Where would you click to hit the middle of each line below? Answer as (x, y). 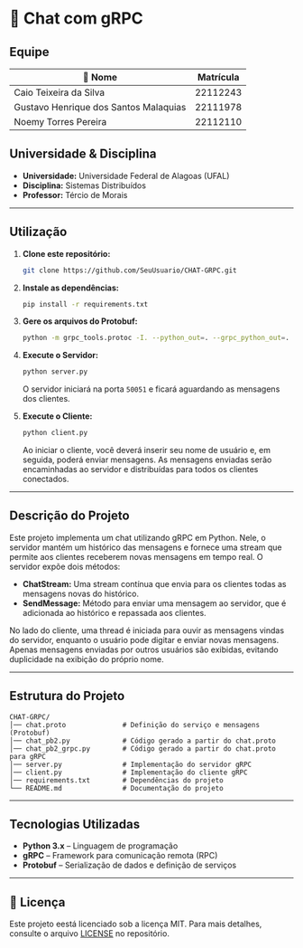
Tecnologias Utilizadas (75, 825)
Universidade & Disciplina (83, 154)
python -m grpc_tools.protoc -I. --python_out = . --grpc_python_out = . (156, 338)
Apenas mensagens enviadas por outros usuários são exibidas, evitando (144, 649)
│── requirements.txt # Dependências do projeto (116, 780)
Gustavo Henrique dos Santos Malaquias (100, 107)
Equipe (29, 52)
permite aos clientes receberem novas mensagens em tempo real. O (136, 556)
